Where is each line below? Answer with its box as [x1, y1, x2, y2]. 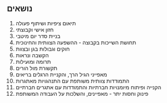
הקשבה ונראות [15, 51, 49, 58]
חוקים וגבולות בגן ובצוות [15, 45, 70, 52]
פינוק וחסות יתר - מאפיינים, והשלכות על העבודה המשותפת [15, 90, 149, 97]
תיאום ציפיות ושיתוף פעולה [15, 19, 76, 27]
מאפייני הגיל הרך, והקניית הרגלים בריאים [15, 70, 107, 78]
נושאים [7, 4, 33, 14]
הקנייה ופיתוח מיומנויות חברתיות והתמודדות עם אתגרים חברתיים [15, 83, 162, 91]
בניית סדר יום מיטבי [15, 32, 61, 40]
